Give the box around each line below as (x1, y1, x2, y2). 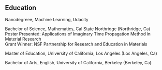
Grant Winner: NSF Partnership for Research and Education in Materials (5, 41, 147, 47)
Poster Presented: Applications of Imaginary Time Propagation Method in (5, 31, 151, 36)
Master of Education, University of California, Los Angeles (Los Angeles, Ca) (5, 50, 157, 56)
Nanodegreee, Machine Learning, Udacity (5, 16, 88, 22)
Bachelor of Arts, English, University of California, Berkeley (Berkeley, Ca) (5, 59, 152, 65)
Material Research (5, 36, 41, 42)
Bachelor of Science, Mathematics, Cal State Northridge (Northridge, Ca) (5, 26, 151, 32)
